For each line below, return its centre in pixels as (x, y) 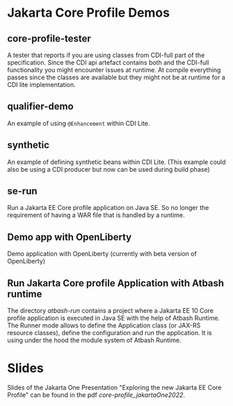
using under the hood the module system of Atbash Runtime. (94, 340)
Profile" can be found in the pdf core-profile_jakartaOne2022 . (96, 395)
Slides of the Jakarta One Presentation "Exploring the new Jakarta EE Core (114, 388)
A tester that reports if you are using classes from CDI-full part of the (106, 55)
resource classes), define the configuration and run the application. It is (110, 333)
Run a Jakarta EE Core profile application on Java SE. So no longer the (108, 208)
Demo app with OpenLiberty (70, 237)
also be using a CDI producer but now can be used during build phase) (109, 169)
